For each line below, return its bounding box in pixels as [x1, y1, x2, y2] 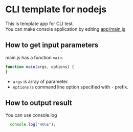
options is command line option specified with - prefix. [12, 83, 129, 90]
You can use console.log [5, 112, 57, 118]
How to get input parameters [5, 41, 99, 50]
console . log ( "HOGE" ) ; [10, 122, 56, 127]
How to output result [5, 98, 73, 107]
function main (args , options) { [5, 64, 74, 70]
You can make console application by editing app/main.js [5, 26, 125, 32]
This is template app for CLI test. [5, 20, 74, 27]
